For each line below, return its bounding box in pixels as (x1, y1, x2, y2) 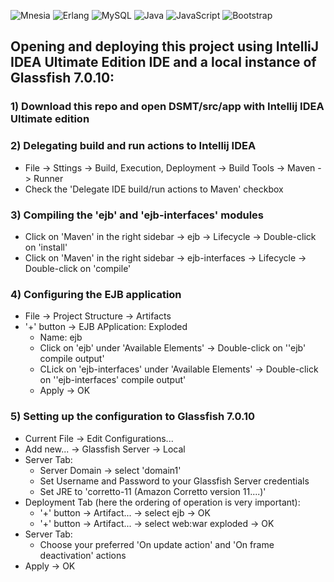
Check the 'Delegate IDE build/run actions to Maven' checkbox (24, 183, 284, 195)
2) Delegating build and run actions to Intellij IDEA (10, 139, 257, 153)
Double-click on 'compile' (24, 262, 132, 274)
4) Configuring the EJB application (10, 287, 182, 301)
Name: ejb (39, 331, 83, 344)
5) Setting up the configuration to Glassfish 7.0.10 (10, 410, 256, 424)
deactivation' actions (39, 549, 127, 561)
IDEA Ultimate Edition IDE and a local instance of (10, 54, 317, 71)
